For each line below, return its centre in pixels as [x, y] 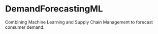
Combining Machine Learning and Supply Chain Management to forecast [79, 22]
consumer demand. [25, 27]
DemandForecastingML [54, 9]
